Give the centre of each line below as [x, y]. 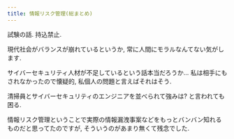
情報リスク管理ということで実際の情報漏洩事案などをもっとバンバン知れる [115, 120]
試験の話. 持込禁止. [35, 34]
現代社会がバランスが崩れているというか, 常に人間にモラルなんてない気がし [116, 49]
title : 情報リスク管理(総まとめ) [50, 14]
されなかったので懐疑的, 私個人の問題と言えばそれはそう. [90, 81]
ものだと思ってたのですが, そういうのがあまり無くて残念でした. [98, 128]
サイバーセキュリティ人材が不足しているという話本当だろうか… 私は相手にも [117, 72]
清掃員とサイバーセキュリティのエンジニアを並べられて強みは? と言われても [116, 96]
